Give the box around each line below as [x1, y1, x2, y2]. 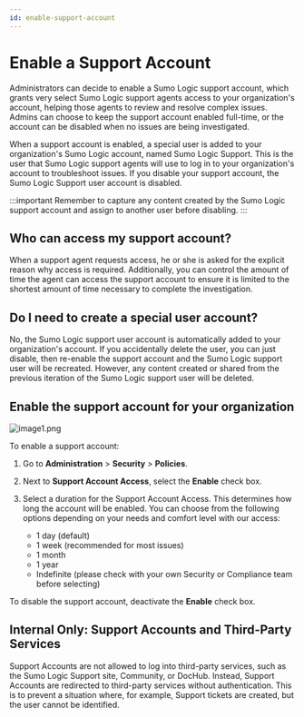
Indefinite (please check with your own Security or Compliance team [35, 569, 293, 579]
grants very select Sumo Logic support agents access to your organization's [9, 92, 295, 103]
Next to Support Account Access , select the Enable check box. [22, 476, 262, 486]
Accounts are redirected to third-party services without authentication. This [9, 680, 292, 691]
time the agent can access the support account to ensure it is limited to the [9, 274, 290, 285]
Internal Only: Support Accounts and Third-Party [9, 623, 292, 638]
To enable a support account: [9, 441, 120, 451]
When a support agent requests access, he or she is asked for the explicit [9, 255, 285, 266]
